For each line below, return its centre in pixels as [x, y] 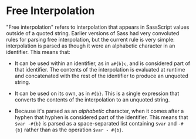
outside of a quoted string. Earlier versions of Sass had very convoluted [93, 33]
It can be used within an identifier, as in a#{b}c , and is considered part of [102, 63]
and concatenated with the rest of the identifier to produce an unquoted [102, 76]
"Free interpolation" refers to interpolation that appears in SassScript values [98, 27]
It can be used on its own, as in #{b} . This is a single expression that [97, 93]
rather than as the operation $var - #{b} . [74, 130]
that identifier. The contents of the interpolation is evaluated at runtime [100, 69]
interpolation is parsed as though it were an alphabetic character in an [91, 46]
